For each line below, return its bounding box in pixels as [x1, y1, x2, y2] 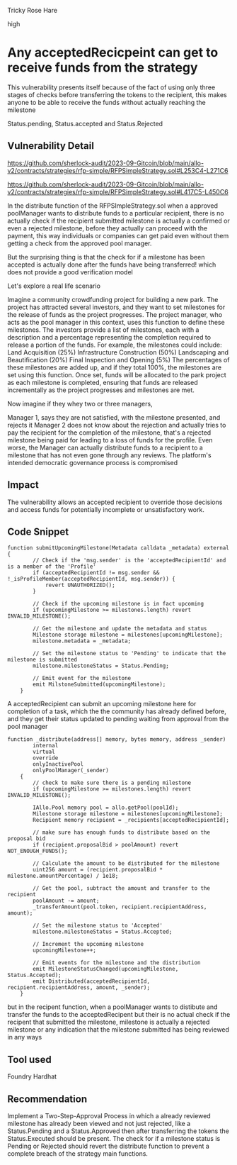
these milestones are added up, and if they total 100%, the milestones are [7, 363, 221, 372]
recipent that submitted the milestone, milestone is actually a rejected [7, 1018, 210, 1027]
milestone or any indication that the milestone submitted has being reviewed [7, 1025, 230, 1034]
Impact [7, 479, 39, 491]
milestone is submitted [7, 656, 78, 664]
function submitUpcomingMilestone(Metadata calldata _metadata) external [7, 545, 230, 552]
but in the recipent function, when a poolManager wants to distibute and [7, 1003, 218, 1011]
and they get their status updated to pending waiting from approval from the [7, 715, 229, 723]
